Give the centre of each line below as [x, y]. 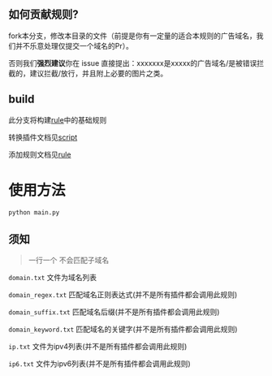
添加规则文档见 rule [40, 154]
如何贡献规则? [43, 15]
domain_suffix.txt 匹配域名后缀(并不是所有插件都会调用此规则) [114, 312]
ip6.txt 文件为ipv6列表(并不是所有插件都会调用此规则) [99, 364]
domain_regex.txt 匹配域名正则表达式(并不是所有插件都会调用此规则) [123, 295]
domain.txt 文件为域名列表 [53, 278]
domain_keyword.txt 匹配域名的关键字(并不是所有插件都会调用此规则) [123, 329]
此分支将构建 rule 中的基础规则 [58, 119]
